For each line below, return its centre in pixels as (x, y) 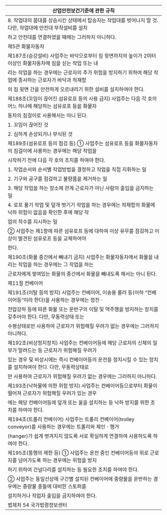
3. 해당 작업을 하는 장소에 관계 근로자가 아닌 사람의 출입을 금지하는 (81, 188)
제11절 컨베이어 (25, 283)
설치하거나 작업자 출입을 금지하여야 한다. (52, 496)
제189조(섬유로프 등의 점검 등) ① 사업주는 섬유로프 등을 (71, 143)
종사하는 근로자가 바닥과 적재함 (52, 80)
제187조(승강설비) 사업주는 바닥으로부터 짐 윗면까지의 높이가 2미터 (82, 56)
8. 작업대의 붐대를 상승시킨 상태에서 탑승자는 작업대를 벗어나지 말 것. (83, 20)
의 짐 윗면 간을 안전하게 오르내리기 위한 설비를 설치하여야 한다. (76, 89)
